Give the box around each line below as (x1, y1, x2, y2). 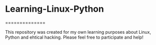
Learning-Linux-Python (5, 3, 104, 15)
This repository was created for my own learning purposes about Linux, (5, 29, 151, 35)
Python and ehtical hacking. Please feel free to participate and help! (5, 34, 144, 40)
